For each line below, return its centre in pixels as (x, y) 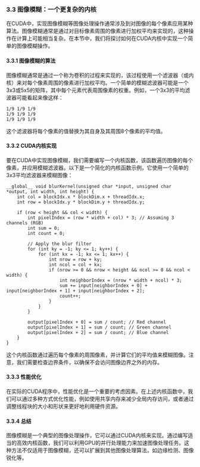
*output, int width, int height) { (50, 191)
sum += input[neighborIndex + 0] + (103, 285)
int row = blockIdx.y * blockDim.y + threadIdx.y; (81, 202)
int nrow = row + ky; (75, 259)
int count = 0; (46, 233)
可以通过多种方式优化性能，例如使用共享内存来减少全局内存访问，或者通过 (102, 398)
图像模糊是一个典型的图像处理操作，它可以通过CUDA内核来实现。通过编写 (97, 435)
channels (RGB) (25, 223)
